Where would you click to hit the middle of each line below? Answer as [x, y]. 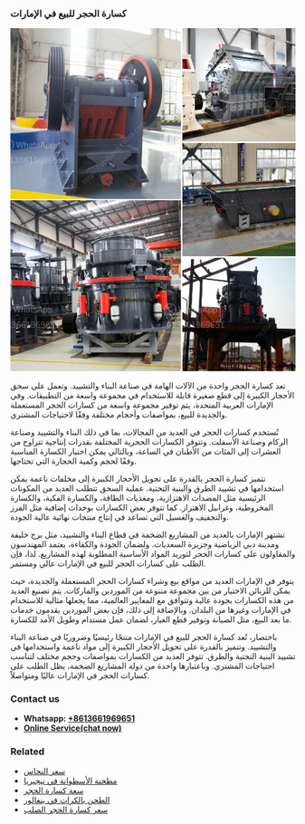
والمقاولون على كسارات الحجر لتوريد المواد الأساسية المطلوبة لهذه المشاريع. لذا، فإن [153, 553]
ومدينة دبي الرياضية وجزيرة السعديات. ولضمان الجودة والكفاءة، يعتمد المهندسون [145, 544]
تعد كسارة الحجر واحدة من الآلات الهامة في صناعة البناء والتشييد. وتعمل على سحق [148, 385]
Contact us [35, 698]
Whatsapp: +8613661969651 [79, 718]
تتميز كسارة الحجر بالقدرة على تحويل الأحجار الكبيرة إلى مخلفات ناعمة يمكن [138, 478]
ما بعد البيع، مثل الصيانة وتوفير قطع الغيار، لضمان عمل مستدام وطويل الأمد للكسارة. [151, 619]
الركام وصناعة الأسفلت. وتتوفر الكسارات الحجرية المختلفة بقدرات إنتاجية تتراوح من [149, 441]
